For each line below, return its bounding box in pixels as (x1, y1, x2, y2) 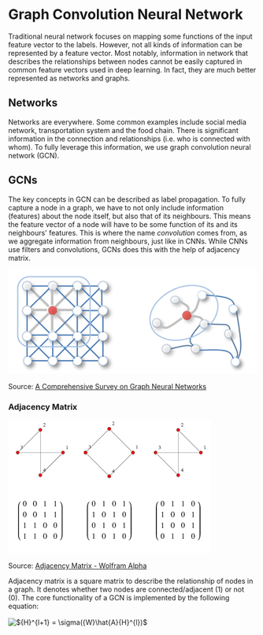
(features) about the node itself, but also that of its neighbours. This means (8, 211, 251, 221)
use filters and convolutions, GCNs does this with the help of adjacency (8, 244, 240, 254)
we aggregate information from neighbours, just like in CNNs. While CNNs (8, 236, 248, 246)
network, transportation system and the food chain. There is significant (8, 125, 239, 135)
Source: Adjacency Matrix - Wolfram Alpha (8, 561, 147, 570)
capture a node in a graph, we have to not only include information (8, 202, 224, 212)
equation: (8, 601, 39, 611)
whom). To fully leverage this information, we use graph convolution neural (8, 142, 251, 151)
